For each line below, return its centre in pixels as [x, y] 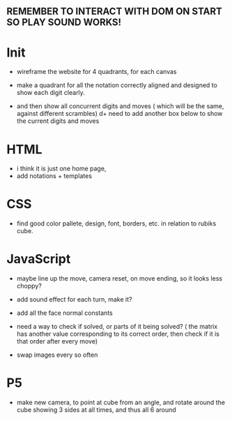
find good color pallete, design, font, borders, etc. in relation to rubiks [116, 223]
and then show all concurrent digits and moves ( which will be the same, [120, 106]
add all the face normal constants [64, 313]
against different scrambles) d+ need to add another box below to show [119, 114]
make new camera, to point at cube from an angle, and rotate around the [121, 402]
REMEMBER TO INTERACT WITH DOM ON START [114, 12]
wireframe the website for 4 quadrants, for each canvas [96, 72]
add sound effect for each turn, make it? [74, 300]
